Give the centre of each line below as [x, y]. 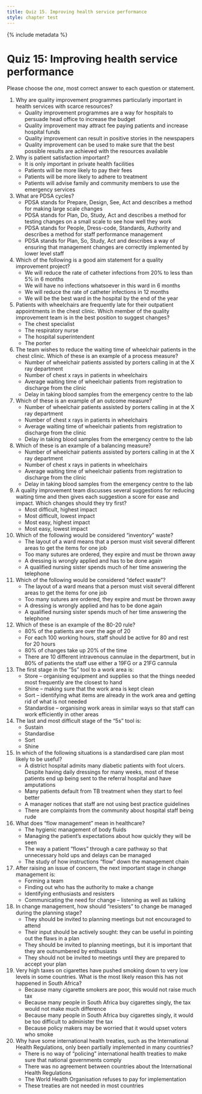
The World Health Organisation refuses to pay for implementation [105, 1080]
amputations [40, 785]
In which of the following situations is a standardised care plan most [99, 753]
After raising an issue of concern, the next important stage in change [101, 868]
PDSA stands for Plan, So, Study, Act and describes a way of [100, 241]
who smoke [39, 1034]
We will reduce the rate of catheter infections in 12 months [96, 292]
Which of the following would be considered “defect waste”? [90, 580]
